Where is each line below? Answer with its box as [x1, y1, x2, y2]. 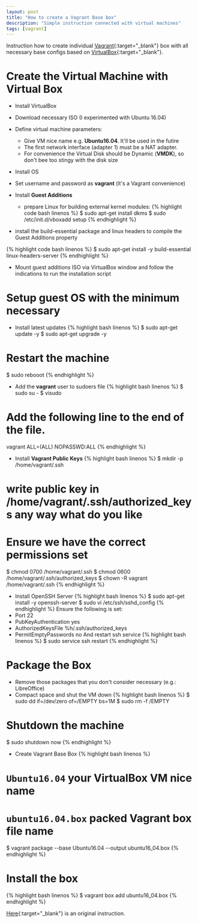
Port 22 [14, 612, 34, 619]
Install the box [6, 872, 78, 886]
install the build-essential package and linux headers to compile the [14, 228, 182, 235]
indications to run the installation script [14, 270, 111, 278]
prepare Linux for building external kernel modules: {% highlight [23, 203, 182, 211]
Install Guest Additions [14, 191, 73, 199]
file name [6, 824, 54, 838]
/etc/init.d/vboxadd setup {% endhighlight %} [23, 216, 137, 223]
